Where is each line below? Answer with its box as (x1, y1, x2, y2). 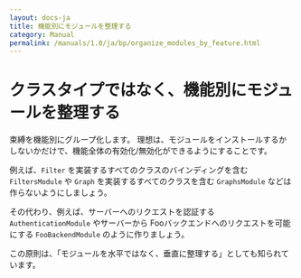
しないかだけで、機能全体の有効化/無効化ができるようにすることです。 (9, 145, 273, 156)
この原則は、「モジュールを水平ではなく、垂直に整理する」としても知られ (9, 248, 282, 259)
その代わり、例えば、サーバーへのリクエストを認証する (9, 207, 215, 218)
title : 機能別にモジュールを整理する (9, 22, 132, 31)
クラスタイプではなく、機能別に (9, 80, 247, 100)
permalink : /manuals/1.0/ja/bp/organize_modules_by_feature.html (9, 38, 260, 48)
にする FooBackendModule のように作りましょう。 (9, 229, 190, 240)
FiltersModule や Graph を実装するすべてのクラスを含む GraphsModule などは (9, 176, 292, 187)
